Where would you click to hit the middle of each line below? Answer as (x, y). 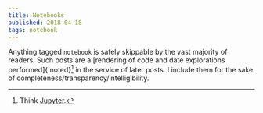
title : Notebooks (36, 15)
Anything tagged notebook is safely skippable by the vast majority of (118, 52)
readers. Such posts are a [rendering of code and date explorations (117, 60)
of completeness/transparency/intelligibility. (79, 78)
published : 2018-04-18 (45, 23)
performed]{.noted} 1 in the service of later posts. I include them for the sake (131, 69)
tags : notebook (33, 30)
